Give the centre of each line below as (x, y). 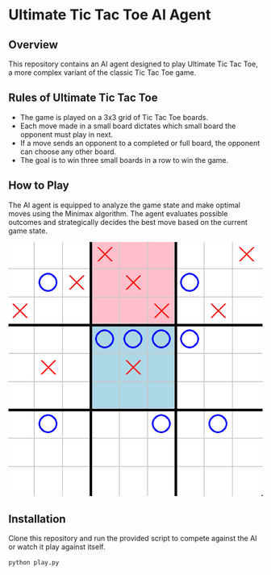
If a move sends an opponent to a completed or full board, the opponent (140, 143)
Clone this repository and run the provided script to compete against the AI (133, 539)
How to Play (39, 186)
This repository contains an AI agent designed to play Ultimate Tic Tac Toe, (133, 64)
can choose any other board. (68, 152)
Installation (37, 519)
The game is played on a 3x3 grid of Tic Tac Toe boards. (114, 117)
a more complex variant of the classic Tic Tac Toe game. (102, 73)
